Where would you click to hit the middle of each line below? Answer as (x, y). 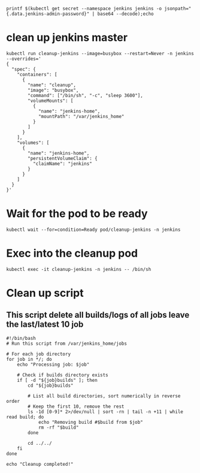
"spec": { (24, 69)
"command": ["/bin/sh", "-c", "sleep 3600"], (86, 95)
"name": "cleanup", (52, 85)
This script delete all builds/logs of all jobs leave (98, 315)
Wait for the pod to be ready (77, 214)
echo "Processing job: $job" (53, 364)
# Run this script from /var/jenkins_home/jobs (67, 344)
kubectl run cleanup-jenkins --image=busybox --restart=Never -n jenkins (100, 53)
